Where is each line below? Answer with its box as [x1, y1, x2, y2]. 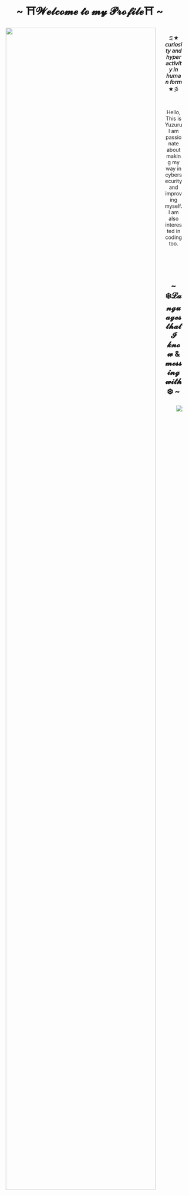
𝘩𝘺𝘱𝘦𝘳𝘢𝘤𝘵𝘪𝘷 [166, 53, 181, 61]
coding [165, 234, 182, 241]
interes [165, 221, 182, 228]
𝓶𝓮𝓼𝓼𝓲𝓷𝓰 [165, 358, 182, 368]
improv [165, 190, 182, 197]
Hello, [166, 108, 181, 115]
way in [166, 165, 182, 172]
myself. [164, 202, 183, 210]
